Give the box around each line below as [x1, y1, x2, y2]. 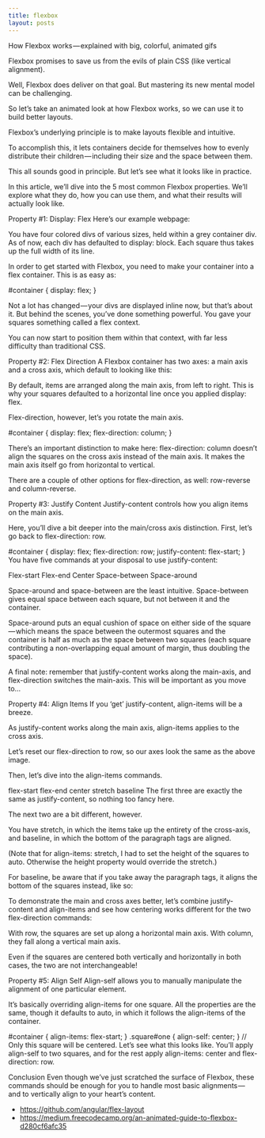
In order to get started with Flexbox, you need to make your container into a [8, 261, 255, 271]
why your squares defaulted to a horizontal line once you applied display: [8, 389, 247, 398]
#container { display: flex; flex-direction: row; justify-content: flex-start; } [8, 546, 246, 556]
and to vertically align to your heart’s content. [8, 1089, 156, 1098]
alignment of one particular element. [8, 984, 127, 994]
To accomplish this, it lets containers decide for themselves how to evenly [8, 143, 249, 152]
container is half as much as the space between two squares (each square [8, 634, 252, 644]
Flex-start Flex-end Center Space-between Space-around [8, 570, 198, 580]
